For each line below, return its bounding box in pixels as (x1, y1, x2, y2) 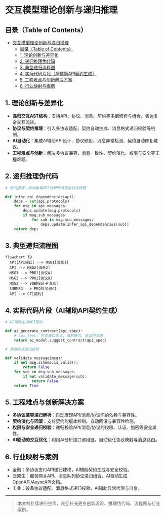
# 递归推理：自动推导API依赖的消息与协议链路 (5, 185, 86, 190)
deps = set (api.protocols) (14, 199, 70, 204)
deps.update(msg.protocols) (23, 208, 81, 213)
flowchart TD (5, 255, 32, 260)
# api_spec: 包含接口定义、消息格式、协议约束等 (14, 333, 103, 338)
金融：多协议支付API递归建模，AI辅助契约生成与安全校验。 (12, 467, 132, 473)
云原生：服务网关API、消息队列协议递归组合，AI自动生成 (12, 473, 127, 479)
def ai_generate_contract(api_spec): (5, 329, 83, 334)
